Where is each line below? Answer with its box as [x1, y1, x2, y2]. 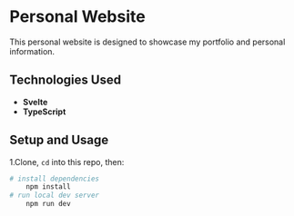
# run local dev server [9, 191, 100, 201]
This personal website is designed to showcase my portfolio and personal [9, 36, 286, 47]
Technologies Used [9, 73, 121, 88]
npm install [25, 182, 71, 191]
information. [9, 45, 56, 56]
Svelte [22, 96, 48, 107]
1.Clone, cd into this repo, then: [9, 156, 125, 167]
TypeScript [22, 106, 66, 117]
